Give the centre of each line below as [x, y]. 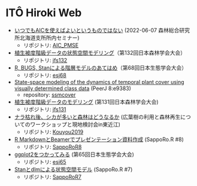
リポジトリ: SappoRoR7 [52, 176]
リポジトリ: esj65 [45, 161]
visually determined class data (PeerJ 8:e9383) [72, 88]
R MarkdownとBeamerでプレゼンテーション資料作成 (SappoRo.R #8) [99, 139]
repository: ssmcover [49, 94]
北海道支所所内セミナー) [49, 37]
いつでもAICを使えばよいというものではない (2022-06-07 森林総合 [97, 30]
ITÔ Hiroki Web [44, 13]
